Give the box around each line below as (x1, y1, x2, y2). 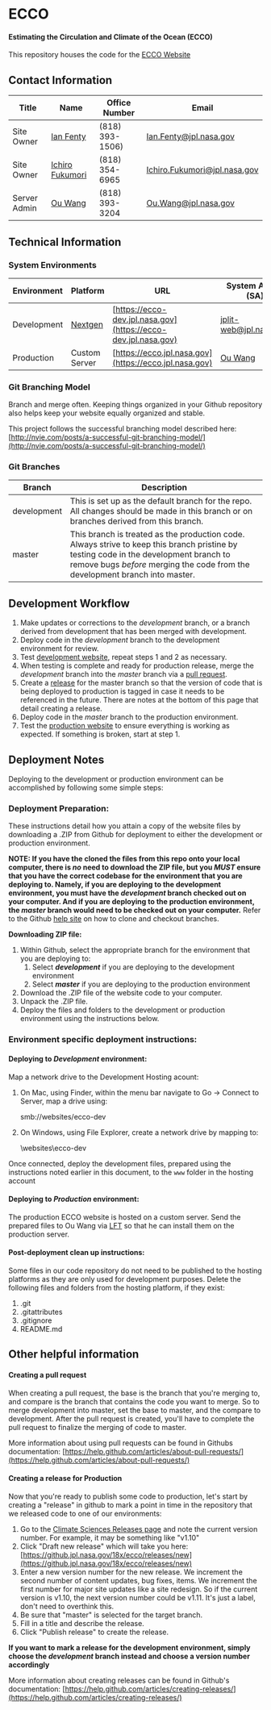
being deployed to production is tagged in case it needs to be (19, 686, 225, 696)
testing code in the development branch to (69, 549, 231, 561)
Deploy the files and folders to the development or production (19, 1005, 226, 1015)
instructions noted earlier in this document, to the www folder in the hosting (8, 1167, 254, 1177)
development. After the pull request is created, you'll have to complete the (8, 1413, 255, 1424)
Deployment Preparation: (8, 803, 110, 815)
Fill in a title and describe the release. (19, 1618, 145, 1628)
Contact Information (8, 73, 113, 87)
